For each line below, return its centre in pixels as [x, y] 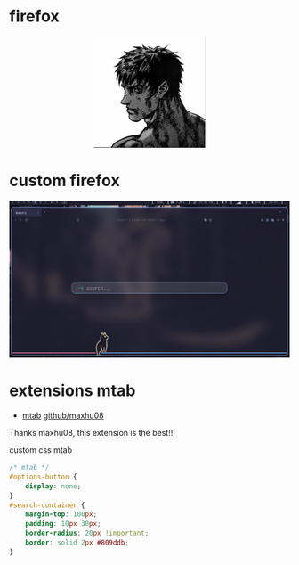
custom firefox [65, 181]
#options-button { [43, 477]
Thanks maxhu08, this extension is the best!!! [92, 433]
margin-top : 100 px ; [61, 514]
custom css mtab [41, 450]
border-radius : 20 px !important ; [87, 533]
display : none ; [53, 486]
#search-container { [48, 505]
